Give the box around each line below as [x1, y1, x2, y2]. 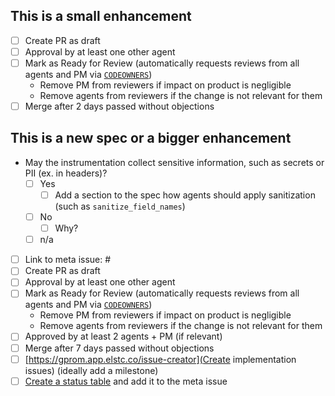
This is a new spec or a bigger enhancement [10, 130, 292, 147]
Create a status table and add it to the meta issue [24, 375, 228, 387]
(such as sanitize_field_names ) [54, 200, 186, 212]
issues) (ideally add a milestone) [24, 364, 159, 376]
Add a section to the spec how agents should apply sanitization [54, 189, 316, 201]
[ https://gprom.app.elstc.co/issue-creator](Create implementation [24, 353, 297, 365]
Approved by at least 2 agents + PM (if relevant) [24, 330, 223, 343]
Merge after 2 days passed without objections [24, 100, 215, 112]
